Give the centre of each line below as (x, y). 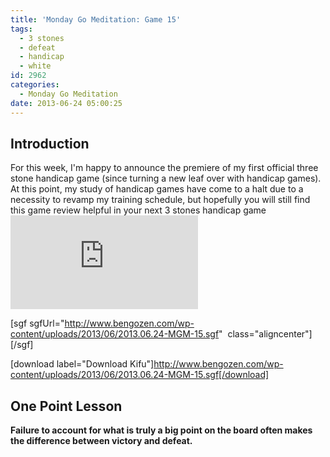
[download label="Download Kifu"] (82, 364)
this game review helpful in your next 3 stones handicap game (138, 210)
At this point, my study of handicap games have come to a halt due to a (157, 189)
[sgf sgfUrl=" (37, 323)
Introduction (50, 143)
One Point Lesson (66, 406)
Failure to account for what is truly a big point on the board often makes (161, 430)
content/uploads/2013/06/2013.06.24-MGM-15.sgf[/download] (140, 375)
